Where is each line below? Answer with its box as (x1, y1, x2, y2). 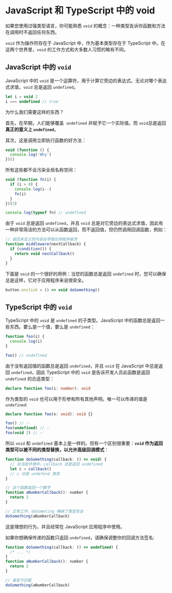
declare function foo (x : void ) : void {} (5, 411, 93, 416)
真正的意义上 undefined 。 (5, 126, 59, 132)
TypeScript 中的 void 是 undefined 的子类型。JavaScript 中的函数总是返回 (5, 317, 161, 323)
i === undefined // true (5, 99, 59, 104)
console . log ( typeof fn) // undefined (5, 210, 86, 216)
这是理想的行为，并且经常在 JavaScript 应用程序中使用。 (5, 523, 125, 529)
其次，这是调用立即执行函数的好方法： (5, 137, 86, 143)
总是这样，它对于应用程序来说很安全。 (5, 277, 86, 283)
